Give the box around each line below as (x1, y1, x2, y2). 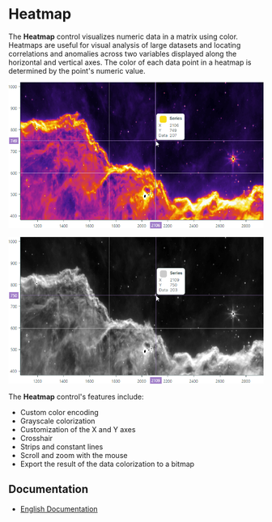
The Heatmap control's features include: (8, 392, 144, 401)
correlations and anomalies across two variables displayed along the (8, 49, 237, 58)
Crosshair (19, 433, 53, 443)
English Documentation (19, 503, 99, 514)
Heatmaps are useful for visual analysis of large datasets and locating (8, 40, 241, 49)
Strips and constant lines (19, 442, 104, 452)
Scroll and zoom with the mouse (19, 450, 128, 460)
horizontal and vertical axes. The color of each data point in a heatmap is (8, 57, 252, 67)
